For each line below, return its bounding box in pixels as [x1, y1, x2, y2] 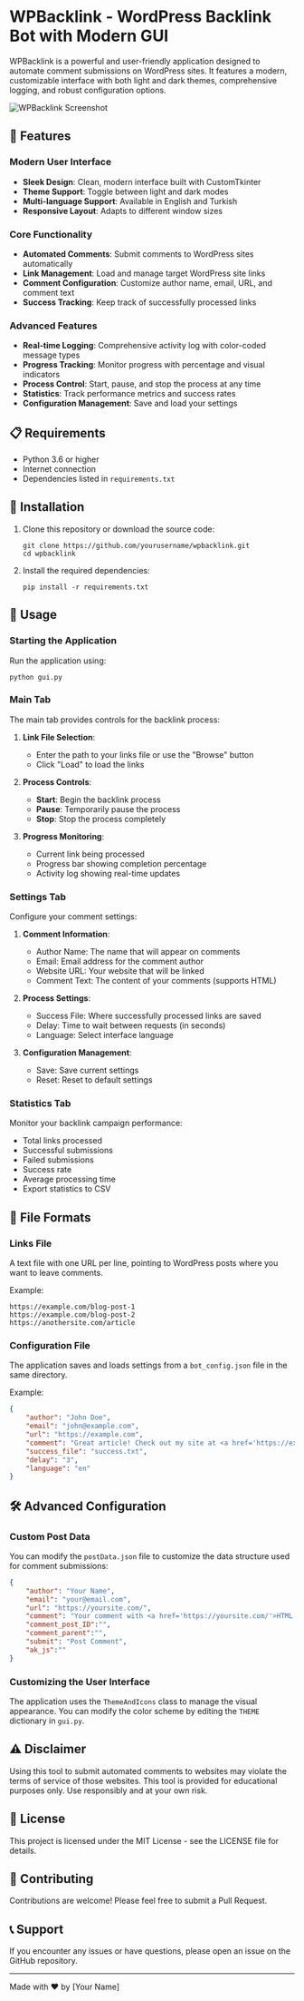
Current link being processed [35, 848, 145, 859]
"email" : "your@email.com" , [25, 1594, 131, 1604]
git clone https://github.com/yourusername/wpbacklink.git [22, 541, 251, 550]
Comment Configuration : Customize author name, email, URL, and [22, 277, 273, 288]
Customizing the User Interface [9, 1675, 151, 1688]
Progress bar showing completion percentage [35, 858, 207, 868]
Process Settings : [22, 993, 91, 1004]
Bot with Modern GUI [9, 25, 169, 46]
